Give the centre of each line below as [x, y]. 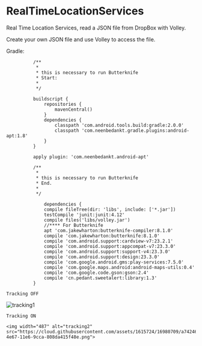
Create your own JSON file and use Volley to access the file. [81, 39]
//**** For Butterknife [74, 225]
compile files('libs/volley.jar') [87, 220]
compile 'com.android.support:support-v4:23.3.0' [107, 252]
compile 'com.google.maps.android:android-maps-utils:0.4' [120, 267]
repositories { [63, 104]
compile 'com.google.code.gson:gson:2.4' [96, 273]
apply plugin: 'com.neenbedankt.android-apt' [91, 157]
